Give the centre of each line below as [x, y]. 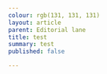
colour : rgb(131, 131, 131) [54, 15]
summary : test [31, 44]
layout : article [35, 23]
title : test [28, 37]
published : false [37, 51]
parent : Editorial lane [47, 30]
